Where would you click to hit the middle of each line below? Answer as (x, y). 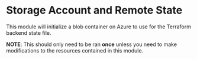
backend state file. (29, 32)
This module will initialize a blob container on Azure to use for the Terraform (98, 27)
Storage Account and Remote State (94, 10)
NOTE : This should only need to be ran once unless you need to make (92, 44)
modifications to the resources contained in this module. (75, 50)
